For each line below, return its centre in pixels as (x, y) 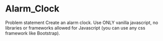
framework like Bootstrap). (33, 33)
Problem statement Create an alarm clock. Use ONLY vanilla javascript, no (82, 22)
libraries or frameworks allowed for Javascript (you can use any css (75, 27)
